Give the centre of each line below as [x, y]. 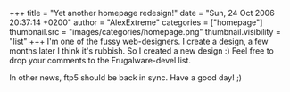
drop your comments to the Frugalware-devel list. [100, 60]
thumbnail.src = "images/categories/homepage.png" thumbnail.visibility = [145, 32]
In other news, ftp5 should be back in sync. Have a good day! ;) [126, 78]
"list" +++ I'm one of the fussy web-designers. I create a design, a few [139, 41]
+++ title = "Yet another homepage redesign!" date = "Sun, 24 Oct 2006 [142, 13]
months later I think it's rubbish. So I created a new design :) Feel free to [142, 51]
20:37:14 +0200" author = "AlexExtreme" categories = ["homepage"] [136, 22]
